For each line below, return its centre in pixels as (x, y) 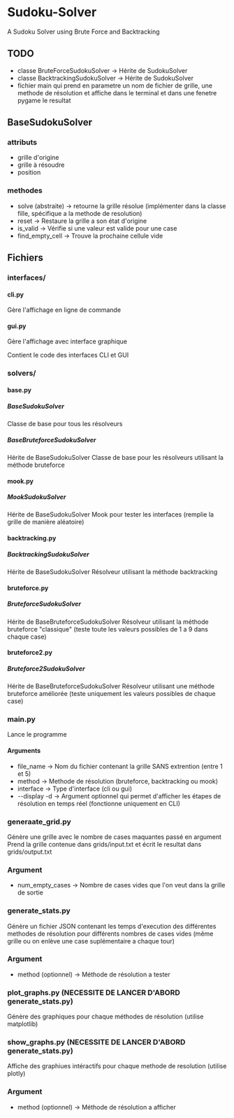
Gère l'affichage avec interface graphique (67, 341)
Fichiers (25, 258)
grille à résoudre (41, 165)
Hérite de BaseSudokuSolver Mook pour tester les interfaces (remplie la (111, 514)
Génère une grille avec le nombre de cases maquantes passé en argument (115, 837)
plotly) (16, 1074)
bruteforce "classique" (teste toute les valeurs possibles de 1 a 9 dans (108, 629)
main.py (22, 719)
